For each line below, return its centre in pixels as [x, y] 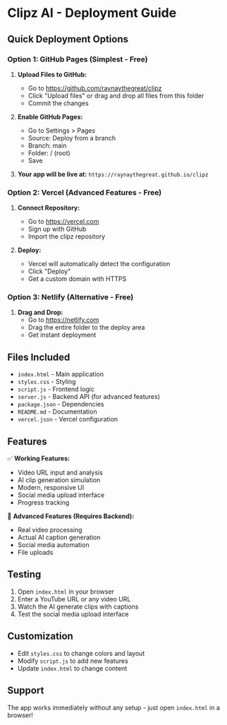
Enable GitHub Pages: [50, 116]
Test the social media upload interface [73, 614]
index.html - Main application [61, 374]
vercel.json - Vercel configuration [68, 419]
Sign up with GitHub [57, 229]
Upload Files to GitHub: [52, 74]
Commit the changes [59, 103]
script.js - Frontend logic [56, 389]
